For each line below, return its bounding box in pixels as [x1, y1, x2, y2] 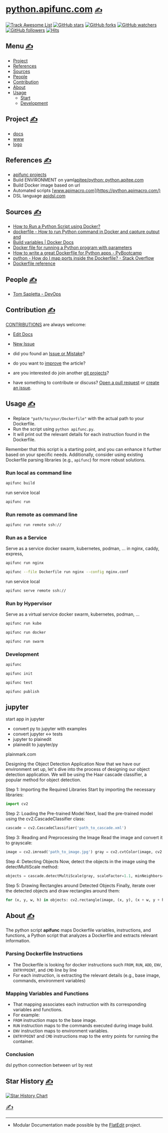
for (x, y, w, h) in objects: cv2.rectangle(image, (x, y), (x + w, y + [5, 897, 160, 903]
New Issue [12, 341, 35, 347]
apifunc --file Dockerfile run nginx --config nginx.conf [5, 570, 129, 575]
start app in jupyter [5, 716, 45, 722]
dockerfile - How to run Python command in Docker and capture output [12, 228, 160, 235]
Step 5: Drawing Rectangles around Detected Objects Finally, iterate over [5, 882, 156, 889]
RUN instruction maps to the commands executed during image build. [12, 1023, 154, 1029]
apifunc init [5, 671, 33, 676]
